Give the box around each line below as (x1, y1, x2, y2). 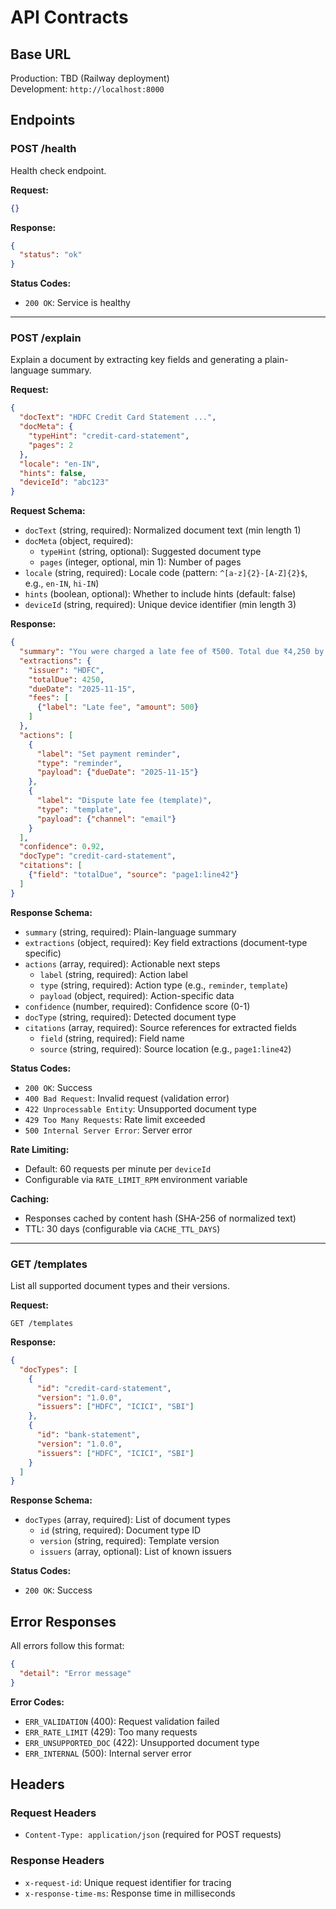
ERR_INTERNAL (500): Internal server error (24, 1747, 192, 1759)
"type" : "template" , (36, 804, 123, 815)
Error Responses (10, 1613, 117, 1630)
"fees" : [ (28, 693, 70, 703)
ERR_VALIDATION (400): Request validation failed (24, 1715, 220, 1727)
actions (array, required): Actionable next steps (24, 957, 221, 970)
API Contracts (10, 6, 129, 29)
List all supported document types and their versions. (10, 1280, 231, 1292)
